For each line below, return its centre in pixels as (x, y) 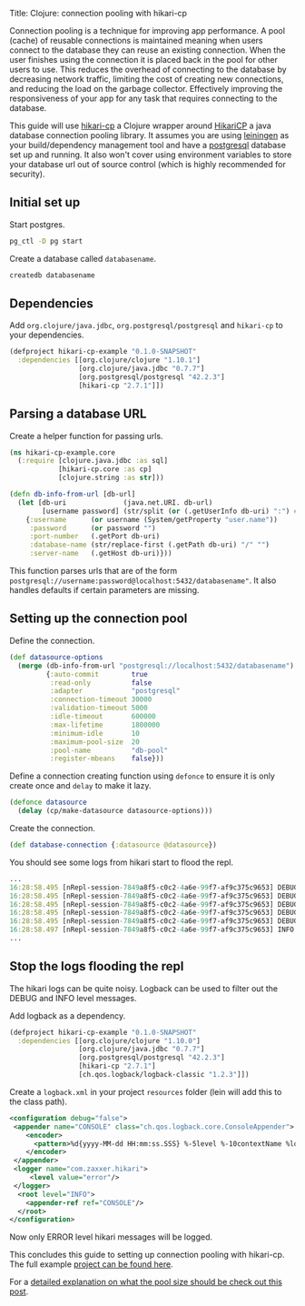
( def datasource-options (56, 657)
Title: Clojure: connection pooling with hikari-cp (98, 13)
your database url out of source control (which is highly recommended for (148, 164)
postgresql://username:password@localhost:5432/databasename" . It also (143, 580)
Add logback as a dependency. (68, 1015)
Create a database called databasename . (83, 258)
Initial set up (45, 202)
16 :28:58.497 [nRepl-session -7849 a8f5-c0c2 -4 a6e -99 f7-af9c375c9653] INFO (152, 930)
